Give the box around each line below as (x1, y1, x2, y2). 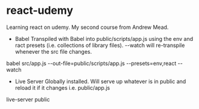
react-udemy (6, 4, 74, 17)
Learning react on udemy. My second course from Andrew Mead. (6, 23, 169, 31)
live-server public (6, 96, 50, 103)
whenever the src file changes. (14, 48, 92, 55)
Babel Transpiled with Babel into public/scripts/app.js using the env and (14, 35, 194, 42)
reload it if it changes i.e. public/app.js (14, 84, 110, 91)
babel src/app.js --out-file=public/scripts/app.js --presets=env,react (6, 60, 177, 67)
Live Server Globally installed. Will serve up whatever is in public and (14, 78, 186, 85)
